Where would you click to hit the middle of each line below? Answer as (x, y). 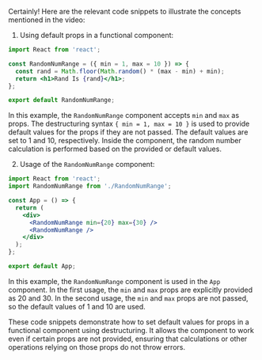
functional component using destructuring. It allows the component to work (131, 330)
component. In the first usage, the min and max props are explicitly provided (131, 290)
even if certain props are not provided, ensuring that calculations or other (128, 339)
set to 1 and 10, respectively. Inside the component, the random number (125, 141)
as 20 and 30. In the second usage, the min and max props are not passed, (128, 298)
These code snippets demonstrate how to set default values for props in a (129, 322)
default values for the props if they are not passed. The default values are (128, 132)
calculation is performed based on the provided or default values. (115, 149)
